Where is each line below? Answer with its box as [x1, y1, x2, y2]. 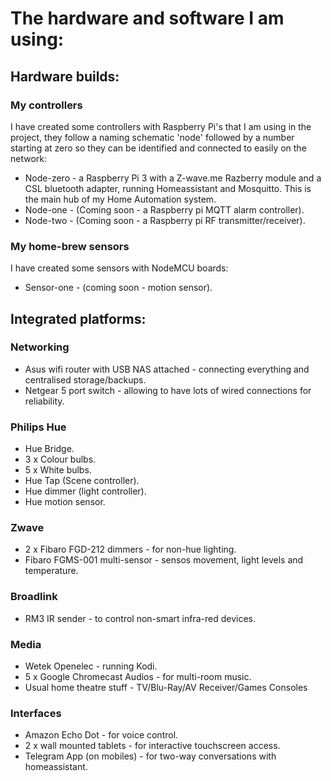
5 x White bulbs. [24, 464, 92, 476]
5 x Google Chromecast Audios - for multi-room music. [24, 671, 252, 683]
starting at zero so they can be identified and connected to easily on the [10, 142, 307, 154]
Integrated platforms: [10, 310, 147, 327]
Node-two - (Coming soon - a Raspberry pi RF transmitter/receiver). [24, 214, 306, 226]
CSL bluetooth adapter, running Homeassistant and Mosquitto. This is [24, 182, 312, 194]
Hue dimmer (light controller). [24, 485, 147, 497]
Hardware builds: [10, 68, 120, 85]
